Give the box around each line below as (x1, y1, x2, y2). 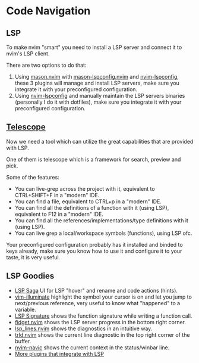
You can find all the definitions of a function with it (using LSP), (14, 204, 169, 211)
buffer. (14, 337, 31, 345)
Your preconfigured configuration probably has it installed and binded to (6, 241, 183, 248)
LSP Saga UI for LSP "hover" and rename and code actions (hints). (14, 287, 178, 294)
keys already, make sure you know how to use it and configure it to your (6, 247, 182, 255)
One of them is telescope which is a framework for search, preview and (6, 156, 181, 163)
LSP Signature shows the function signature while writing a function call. (14, 312, 192, 319)
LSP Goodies (6, 271, 55, 281)
